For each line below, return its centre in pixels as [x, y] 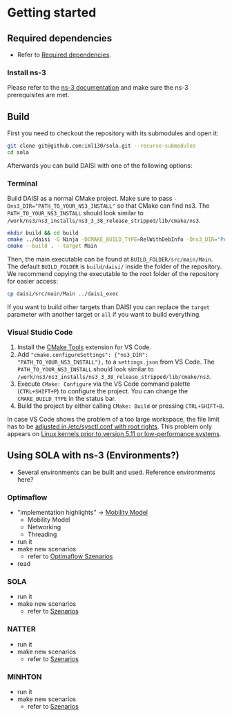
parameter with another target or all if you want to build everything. [104, 314]
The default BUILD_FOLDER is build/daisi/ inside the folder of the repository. [115, 266]
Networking [44, 527]
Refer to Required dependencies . [64, 55]
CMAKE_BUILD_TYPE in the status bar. [66, 398]
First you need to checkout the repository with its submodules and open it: [113, 133]
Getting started [52, 13]
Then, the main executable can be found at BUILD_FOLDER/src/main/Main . [110, 259]
